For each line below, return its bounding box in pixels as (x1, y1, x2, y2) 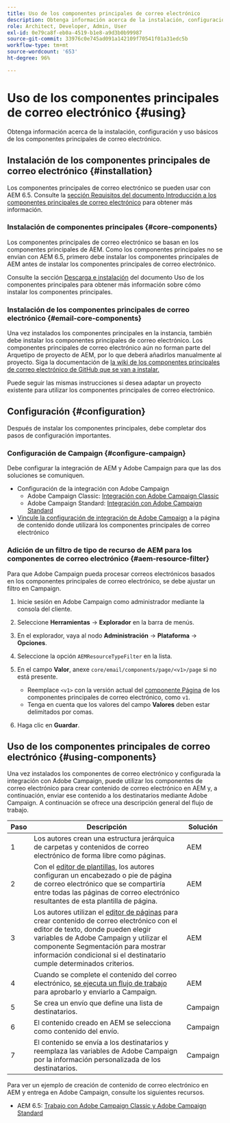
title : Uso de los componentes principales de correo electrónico (7, 10, 201, 17)
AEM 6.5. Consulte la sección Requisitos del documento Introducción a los (7, 191, 217, 199)
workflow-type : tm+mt (7, 42, 69, 49)
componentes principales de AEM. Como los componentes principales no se (7, 245, 223, 254)
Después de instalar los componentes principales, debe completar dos (7, 424, 207, 432)
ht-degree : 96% (7, 55, 51, 62)
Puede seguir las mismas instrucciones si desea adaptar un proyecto (7, 378, 202, 387)
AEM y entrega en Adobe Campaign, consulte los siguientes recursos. (7, 1088, 205, 1097)
